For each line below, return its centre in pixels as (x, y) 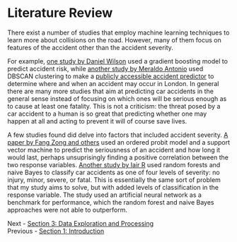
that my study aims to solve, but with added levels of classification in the (113, 187)
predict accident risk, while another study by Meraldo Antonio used (105, 68)
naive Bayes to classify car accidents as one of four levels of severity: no (114, 172)
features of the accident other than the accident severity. (90, 47)
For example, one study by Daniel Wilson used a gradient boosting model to (118, 61)
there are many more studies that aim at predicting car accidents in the (111, 91)
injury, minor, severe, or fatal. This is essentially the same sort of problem (114, 180)
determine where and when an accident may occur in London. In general (113, 83)
